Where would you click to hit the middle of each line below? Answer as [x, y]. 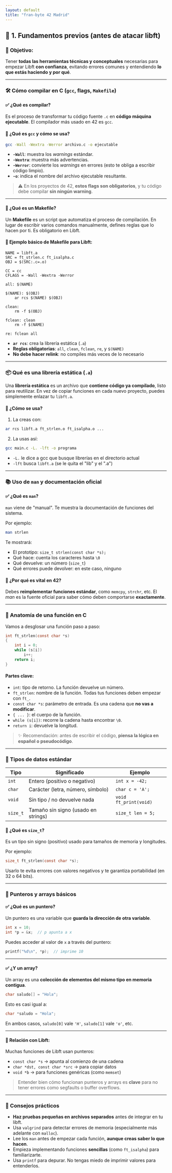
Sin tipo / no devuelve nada [62, 800]
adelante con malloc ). [36, 1133]
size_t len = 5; [135, 813]
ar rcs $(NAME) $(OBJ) [39, 298]
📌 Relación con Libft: [28, 1040]
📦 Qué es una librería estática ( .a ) [49, 372]
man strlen [17, 533]
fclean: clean [20, 320]
